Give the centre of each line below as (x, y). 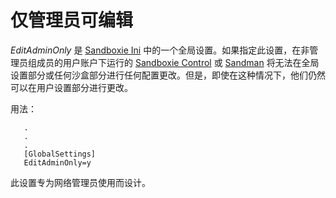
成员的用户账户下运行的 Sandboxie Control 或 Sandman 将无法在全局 (178, 62)
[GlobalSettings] (60, 154)
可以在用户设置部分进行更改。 (71, 87)
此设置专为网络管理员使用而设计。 (80, 182)
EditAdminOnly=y (57, 162)
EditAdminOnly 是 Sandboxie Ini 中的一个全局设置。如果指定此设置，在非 (160, 50)
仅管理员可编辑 (72, 20)
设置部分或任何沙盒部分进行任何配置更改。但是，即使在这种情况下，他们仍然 (168, 75)
